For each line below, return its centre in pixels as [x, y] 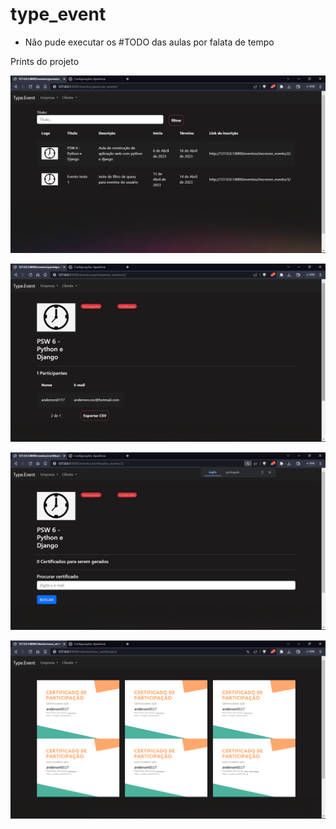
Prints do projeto [45, 61]
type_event [58, 14]
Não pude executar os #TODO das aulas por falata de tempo [149, 42]
